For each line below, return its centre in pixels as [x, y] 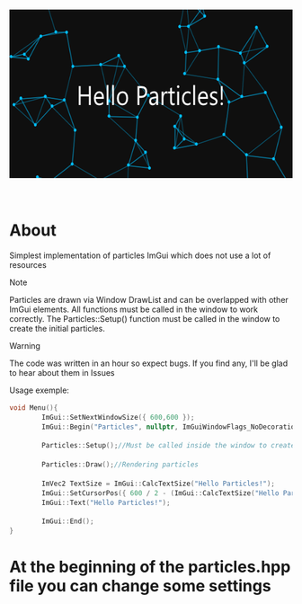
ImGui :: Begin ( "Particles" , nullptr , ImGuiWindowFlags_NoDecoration [170, 427]
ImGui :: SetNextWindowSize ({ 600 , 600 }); [118, 417]
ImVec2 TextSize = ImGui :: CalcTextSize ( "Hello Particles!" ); [159, 484]
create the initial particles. [57, 328]
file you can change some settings [140, 586]
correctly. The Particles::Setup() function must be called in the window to [145, 318]
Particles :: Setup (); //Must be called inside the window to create [169, 446]
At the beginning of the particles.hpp [150, 567]
